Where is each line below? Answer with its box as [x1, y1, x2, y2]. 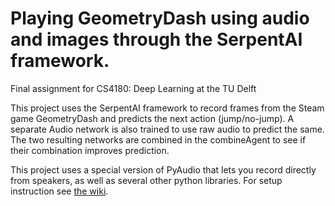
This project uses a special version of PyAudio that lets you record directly [10, 163, 317, 176]
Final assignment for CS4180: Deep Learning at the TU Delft [10, 82, 257, 94]
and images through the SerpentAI [10, 28, 303, 51]
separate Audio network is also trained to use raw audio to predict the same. [10, 123, 325, 135]
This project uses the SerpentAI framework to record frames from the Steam [10, 102, 325, 114]
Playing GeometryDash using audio [10, 7, 310, 30]
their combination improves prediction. [10, 144, 170, 156]
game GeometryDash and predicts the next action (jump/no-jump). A [10, 112, 295, 124]
